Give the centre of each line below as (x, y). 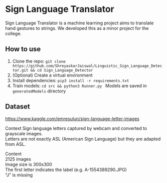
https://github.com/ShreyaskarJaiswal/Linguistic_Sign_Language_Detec (87, 66)
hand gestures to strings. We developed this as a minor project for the (77, 28)
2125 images (18, 159)
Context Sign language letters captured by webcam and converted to (76, 128)
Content (13, 154)
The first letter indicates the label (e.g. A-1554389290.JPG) (66, 170)
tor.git (20, 70)
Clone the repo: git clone (39, 61)
